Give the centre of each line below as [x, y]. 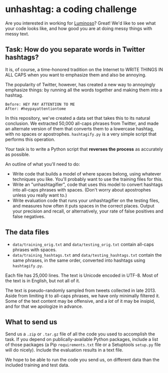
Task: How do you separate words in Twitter [75, 49]
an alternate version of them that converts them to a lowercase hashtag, [80, 128]
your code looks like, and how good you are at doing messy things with [79, 28]
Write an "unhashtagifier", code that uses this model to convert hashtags [88, 184]
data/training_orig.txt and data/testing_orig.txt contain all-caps [83, 244]
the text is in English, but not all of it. [43, 281]
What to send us [31, 322]
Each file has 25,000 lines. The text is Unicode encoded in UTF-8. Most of [82, 275]
